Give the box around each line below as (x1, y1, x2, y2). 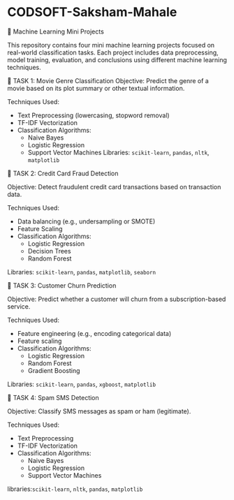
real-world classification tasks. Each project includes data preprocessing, (7, 48, 219, 57)
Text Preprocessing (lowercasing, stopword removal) (17, 111, 170, 119)
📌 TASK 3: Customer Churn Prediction (7, 281, 117, 290)
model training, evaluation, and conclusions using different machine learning (7, 55, 227, 64)
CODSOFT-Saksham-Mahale (7, 4, 177, 20)
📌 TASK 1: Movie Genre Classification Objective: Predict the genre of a (7, 76, 210, 84)
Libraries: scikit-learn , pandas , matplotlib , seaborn (7, 267, 156, 276)
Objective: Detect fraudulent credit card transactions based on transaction (7, 182, 221, 191)
